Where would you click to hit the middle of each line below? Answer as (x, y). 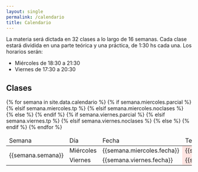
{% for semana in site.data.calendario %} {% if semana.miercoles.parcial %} (99, 102)
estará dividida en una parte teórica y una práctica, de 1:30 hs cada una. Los (99, 45)
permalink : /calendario (35, 17)
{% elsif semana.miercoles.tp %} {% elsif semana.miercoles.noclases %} (95, 108)
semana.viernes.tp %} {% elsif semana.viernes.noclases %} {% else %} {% (98, 121)
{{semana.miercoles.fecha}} (141, 151)
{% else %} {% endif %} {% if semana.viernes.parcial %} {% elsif (85, 115)
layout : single (25, 11)
